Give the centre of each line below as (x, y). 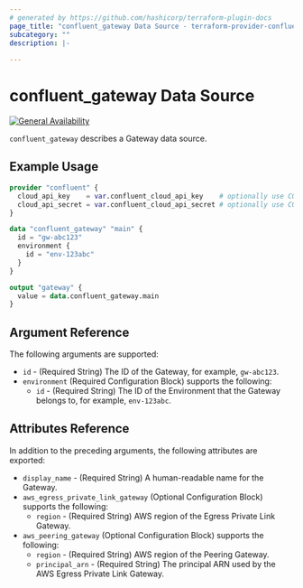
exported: (28, 460)
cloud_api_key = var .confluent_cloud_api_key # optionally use (151, 196)
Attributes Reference (69, 429)
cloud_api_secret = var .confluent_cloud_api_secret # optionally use (151, 204)
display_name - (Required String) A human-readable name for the (143, 477)
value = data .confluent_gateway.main (88, 296)
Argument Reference (69, 332)
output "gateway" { (46, 287)
